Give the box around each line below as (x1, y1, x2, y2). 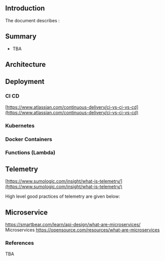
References (5, 240, 34, 247)
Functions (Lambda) (5, 149, 55, 156)
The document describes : (5, 17, 60, 23)
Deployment (5, 77, 45, 86)
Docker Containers (5, 136, 52, 143)
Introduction (5, 4, 45, 13)
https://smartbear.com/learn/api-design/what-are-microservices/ (5, 222, 141, 228)
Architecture (5, 60, 46, 69)
